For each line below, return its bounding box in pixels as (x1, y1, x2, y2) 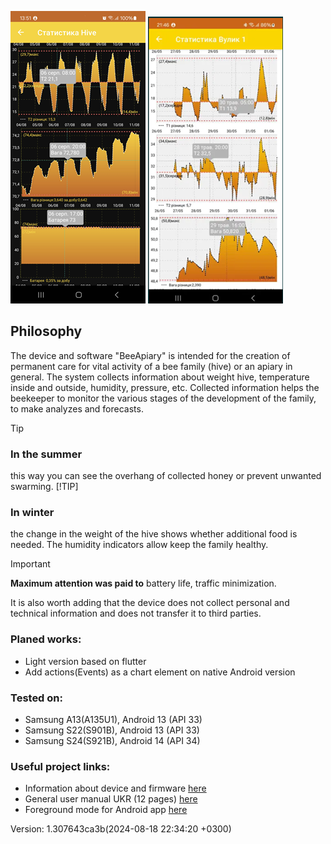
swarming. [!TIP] (10, 481, 79, 493)
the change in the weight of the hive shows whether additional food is (10, 528, 298, 540)
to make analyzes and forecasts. (10, 402, 144, 415)
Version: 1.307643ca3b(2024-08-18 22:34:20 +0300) (10, 823, 232, 835)
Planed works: (10, 632, 82, 646)
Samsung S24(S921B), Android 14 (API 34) (24, 735, 201, 746)
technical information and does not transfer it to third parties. (10, 607, 262, 620)
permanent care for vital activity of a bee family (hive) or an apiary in (10, 360, 293, 372)
